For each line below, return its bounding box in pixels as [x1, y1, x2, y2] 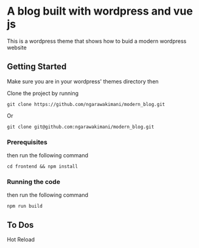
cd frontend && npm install [7, 163, 79, 170]
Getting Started [7, 62, 67, 72]
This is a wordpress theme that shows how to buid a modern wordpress [7, 37, 187, 44]
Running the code [7, 177, 60, 186]
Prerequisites [7, 138, 47, 146]
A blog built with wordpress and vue [7, 4, 194, 18]
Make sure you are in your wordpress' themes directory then [7, 77, 159, 85]
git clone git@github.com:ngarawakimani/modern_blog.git [7, 124, 155, 130]
